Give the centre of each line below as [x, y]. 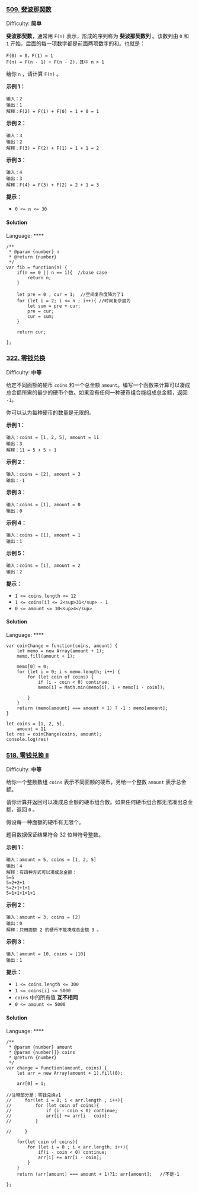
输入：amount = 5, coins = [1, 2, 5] [51, 860]
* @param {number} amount [41, 1047]
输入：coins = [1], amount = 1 [44, 535]
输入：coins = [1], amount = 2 [44, 566]
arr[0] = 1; [31, 1083]
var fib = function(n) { [37, 267]
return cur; [31, 332]
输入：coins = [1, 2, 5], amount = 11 [53, 437]
